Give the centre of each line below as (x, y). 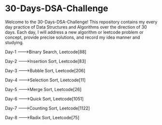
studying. (15, 42)
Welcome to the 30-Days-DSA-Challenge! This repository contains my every (81, 22)
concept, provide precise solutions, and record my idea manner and (73, 37)
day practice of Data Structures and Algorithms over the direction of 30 (76, 27)
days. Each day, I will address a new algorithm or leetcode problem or (74, 32)
